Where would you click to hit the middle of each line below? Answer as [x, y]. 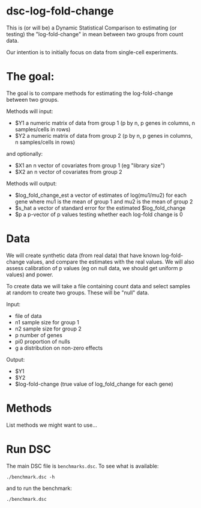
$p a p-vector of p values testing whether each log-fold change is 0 [99, 214]
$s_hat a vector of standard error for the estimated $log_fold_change [100, 208]
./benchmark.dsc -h [31, 477]
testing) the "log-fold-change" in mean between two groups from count [95, 34]
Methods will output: [31, 183]
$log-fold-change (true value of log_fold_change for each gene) [94, 384]
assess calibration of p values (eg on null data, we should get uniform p [94, 268]
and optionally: [25, 153]
